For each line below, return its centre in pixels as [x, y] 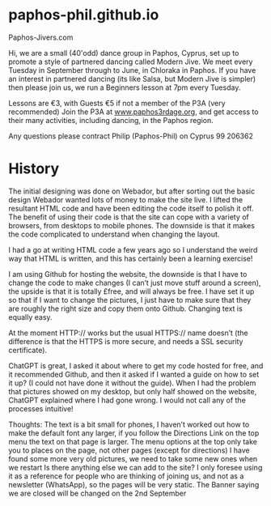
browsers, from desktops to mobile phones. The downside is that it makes [131, 225]
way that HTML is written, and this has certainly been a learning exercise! [131, 258]
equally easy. [30, 317]
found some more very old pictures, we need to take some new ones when [133, 458]
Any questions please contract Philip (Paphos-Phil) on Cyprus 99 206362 [131, 136]
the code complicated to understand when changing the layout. [114, 234]
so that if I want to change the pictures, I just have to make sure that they [130, 300]
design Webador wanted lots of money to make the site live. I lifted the [126, 199]
